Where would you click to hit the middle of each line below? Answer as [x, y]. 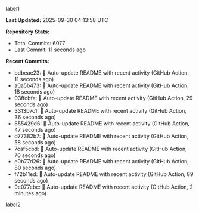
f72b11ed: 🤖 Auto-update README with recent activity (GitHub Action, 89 [104, 174]
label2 [13, 205]
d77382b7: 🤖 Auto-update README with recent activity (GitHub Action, [101, 136]
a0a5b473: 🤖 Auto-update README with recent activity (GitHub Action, [101, 85]
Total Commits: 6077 [40, 43]
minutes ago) [30, 193]
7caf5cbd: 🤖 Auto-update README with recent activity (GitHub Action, [100, 149]
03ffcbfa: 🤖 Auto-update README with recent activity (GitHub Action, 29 [103, 98]
